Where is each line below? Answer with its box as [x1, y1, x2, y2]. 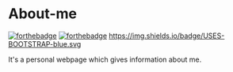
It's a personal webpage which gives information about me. [8, 55, 202, 64]
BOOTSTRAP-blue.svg [8, 39, 82, 48]
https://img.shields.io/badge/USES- [109, 31, 225, 40]
